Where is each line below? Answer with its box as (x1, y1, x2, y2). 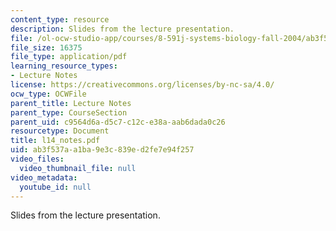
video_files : (10, 154, 65, 164)
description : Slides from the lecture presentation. (10, 24, 235, 34)
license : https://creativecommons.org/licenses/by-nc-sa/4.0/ (10, 80, 275, 90)
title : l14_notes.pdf (10, 136, 101, 146)
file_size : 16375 (10, 42, 83, 53)
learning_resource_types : (10, 61, 118, 71)
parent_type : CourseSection (10, 107, 128, 118)
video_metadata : (10, 172, 78, 183)
